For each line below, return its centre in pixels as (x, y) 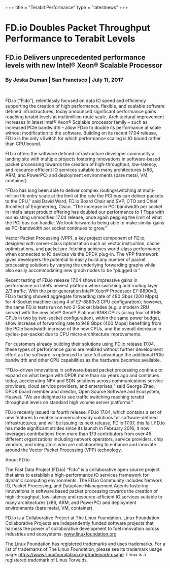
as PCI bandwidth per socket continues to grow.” (56, 228)
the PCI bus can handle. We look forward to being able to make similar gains (85, 222)
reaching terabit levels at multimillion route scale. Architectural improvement (85, 117)
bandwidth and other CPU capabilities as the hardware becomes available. (83, 360)
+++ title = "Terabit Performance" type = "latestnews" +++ (67, 7)
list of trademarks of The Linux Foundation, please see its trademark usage (84, 549)
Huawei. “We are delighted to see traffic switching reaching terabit (75, 397)
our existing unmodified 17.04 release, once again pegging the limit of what (84, 217)
